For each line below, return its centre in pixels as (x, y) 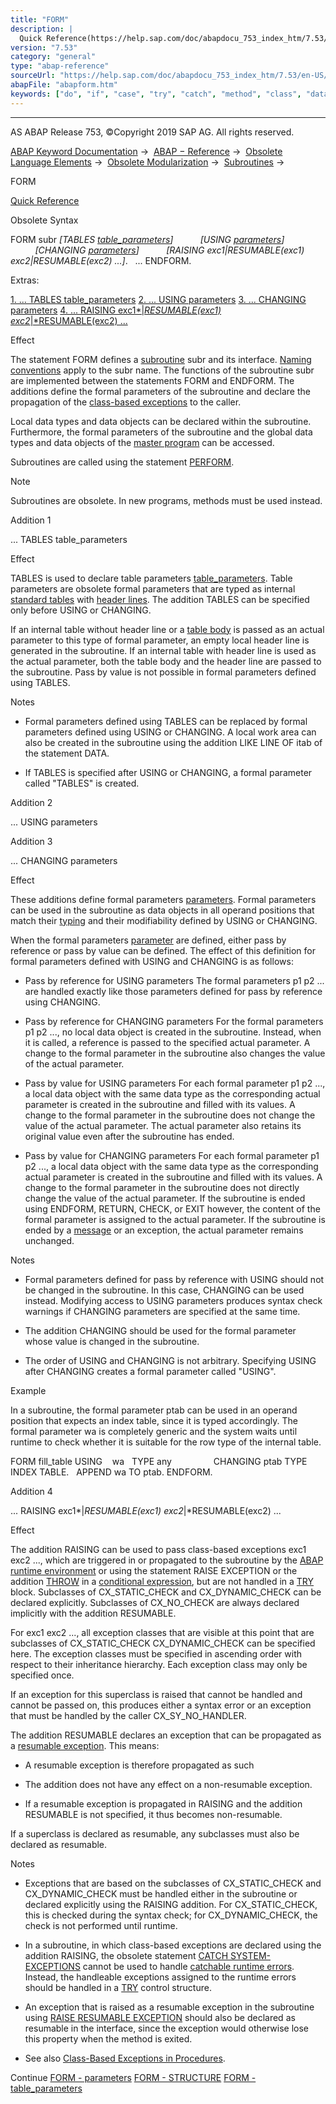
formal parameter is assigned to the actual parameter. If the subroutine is (175, 1219)
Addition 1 (31, 520)
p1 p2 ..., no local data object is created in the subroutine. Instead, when (173, 1032)
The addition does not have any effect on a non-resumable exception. (168, 1784)
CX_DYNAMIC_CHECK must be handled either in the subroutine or (161, 1893)
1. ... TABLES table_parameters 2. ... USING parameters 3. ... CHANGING (158, 299)
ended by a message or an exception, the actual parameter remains (164, 1230)
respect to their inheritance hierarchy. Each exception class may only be (159, 1664)
